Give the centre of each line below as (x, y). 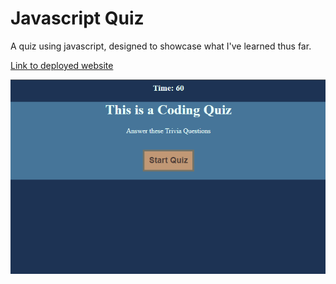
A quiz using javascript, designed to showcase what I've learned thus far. (161, 46)
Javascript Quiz (77, 18)
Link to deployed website (62, 65)
